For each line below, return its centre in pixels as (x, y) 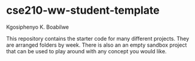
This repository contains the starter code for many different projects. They (98, 38)
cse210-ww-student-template (83, 10)
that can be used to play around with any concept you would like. (86, 51)
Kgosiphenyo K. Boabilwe (38, 27)
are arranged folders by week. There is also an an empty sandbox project (97, 45)
